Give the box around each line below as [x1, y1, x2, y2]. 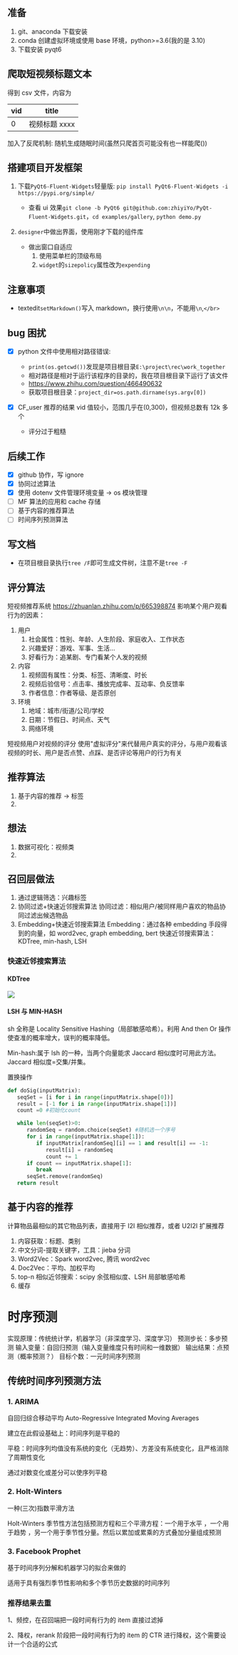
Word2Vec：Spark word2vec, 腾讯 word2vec [17, 1254, 151, 1263]
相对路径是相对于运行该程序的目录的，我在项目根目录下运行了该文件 [28, 371, 229, 380]
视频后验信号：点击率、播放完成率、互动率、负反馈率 [28, 680, 185, 688]
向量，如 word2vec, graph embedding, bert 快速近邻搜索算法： [30, 929, 216, 938]
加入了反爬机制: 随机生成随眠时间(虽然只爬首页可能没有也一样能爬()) [7, 139, 208, 147]
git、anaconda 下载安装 [17, 27, 88, 36]
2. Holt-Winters [7, 1486, 63, 1496]
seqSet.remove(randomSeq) [26, 1173, 103, 1180]
